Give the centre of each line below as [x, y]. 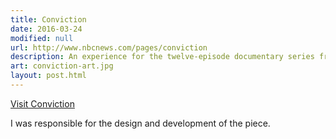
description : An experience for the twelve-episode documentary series [162, 57]
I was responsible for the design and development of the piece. [140, 123]
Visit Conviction [42, 103]
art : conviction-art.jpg [62, 66]
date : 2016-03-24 [46, 29]
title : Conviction [48, 19]
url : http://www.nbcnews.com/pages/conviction [109, 47]
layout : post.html [48, 76]
